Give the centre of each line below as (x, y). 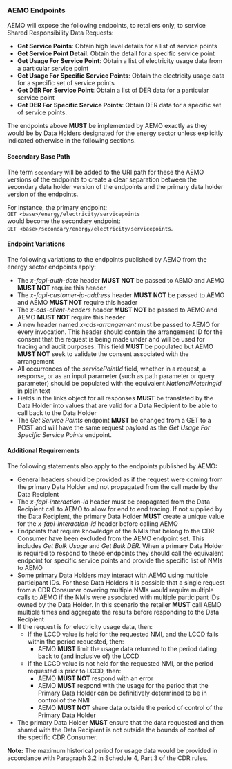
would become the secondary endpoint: (64, 221)
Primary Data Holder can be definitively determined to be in (122, 693)
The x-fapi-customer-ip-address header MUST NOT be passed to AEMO (121, 295)
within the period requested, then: (76, 641)
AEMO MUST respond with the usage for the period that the (123, 685)
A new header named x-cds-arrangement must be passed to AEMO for (118, 324)
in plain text (33, 391)
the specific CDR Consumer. (57, 737)
